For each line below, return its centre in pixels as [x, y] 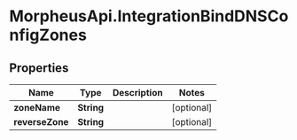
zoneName [37, 108]
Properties [39, 68]
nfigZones [48, 35]
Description [137, 93]
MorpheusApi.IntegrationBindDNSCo [149, 16]
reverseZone [41, 122]
